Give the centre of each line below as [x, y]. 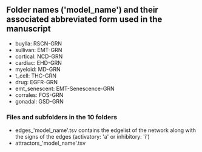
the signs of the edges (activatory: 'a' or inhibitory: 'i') [82, 137]
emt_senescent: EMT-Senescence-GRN [65, 88]
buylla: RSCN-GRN [39, 43]
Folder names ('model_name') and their [82, 10]
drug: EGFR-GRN [36, 82]
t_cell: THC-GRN [35, 76]
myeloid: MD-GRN [38, 69]
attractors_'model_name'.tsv [50, 143]
